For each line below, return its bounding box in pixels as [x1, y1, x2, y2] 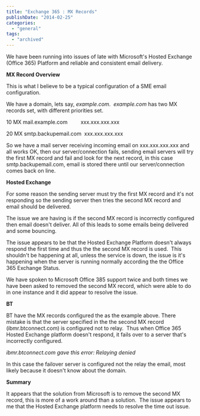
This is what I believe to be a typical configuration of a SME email [6, 83, 167, 90]
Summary [6, 378, 31, 385]
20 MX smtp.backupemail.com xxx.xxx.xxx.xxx [6, 130, 124, 137]
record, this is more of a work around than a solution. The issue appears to [6, 396, 191, 403]
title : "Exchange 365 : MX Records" [6, 8, 97, 15]
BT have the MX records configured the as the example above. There [6, 312, 176, 319]
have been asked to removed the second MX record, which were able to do [6, 283, 192, 289]
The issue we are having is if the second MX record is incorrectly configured [6, 215, 195, 221]
